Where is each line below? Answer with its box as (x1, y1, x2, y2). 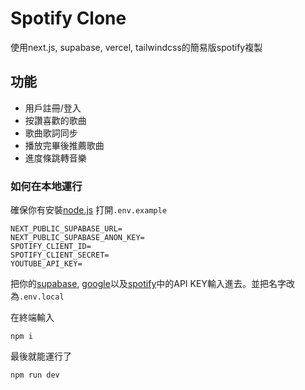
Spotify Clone (10, 7, 127, 30)
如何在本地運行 (10, 179, 83, 193)
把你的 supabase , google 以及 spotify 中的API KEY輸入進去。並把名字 (10, 278, 287, 290)
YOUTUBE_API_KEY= (10, 259, 83, 269)
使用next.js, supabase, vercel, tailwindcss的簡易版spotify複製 (10, 41, 263, 53)
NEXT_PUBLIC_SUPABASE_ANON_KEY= (10, 233, 145, 243)
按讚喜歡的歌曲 (24, 114, 87, 126)
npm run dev (10, 370, 60, 381)
